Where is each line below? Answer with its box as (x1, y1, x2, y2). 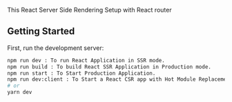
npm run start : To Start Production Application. (7, 70, 156, 77)
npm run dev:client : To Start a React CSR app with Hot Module (7, 76, 196, 83)
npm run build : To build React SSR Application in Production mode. (7, 63, 212, 71)
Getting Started (7, 25, 75, 37)
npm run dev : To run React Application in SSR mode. (7, 57, 166, 64)
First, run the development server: (7, 44, 104, 52)
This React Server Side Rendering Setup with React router (7, 6, 172, 14)
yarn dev (7, 89, 32, 96)
